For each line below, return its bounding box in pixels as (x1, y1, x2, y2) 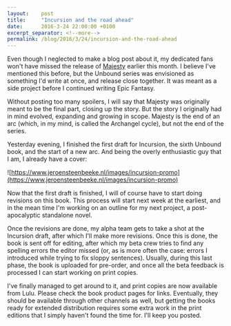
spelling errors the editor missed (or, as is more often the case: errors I (7, 247, 208, 255)
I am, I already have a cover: (7, 155, 88, 163)
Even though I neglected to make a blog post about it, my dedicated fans (7, 55, 214, 63)
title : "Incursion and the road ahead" (7, 17, 134, 23)
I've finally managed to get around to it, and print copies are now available (7, 282, 218, 290)
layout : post (7, 10, 54, 17)
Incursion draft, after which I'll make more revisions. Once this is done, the (7, 232, 219, 240)
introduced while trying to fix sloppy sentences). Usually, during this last (7, 253, 212, 262)
